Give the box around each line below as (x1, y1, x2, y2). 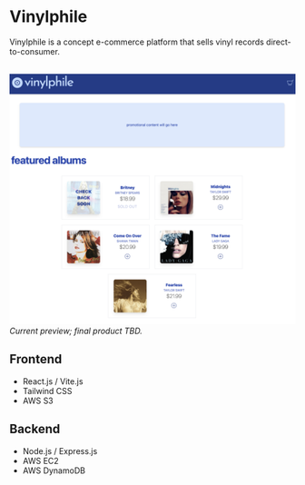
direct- (266, 36, 292, 47)
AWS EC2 (22, 455, 59, 466)
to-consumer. (9, 45, 61, 56)
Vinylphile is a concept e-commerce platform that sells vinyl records (9, 36, 265, 47)
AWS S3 (22, 395, 54, 406)
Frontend (9, 351, 63, 367)
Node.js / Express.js (22, 445, 98, 456)
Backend (9, 421, 61, 437)
